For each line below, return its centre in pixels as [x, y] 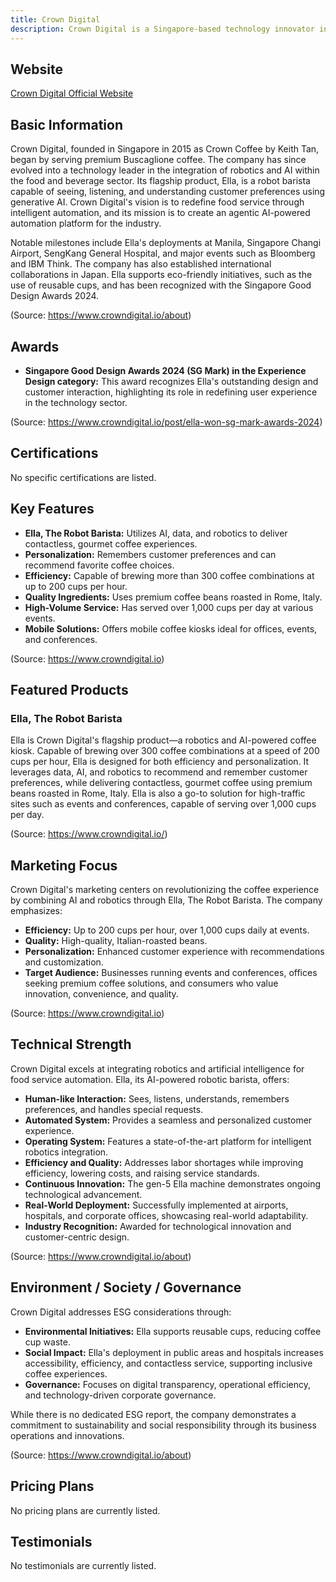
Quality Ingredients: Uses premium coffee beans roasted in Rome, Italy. [173, 597]
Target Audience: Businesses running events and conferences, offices [171, 973]
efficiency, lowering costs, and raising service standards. [142, 1173]
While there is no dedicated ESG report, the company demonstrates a [153, 1414]
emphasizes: [36, 911]
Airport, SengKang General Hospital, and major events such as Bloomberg [163, 253]
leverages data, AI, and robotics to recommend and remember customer [159, 772]
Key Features [52, 509]
